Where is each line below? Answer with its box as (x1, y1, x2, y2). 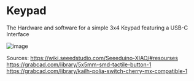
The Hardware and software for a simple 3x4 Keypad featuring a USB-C (6, 24, 188, 31)
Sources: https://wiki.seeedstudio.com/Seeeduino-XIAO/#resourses (6, 54, 178, 61)
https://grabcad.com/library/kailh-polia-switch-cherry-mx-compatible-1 (6, 67, 188, 74)
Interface (6, 30, 29, 37)
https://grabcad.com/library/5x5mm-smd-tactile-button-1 (6, 61, 152, 68)
